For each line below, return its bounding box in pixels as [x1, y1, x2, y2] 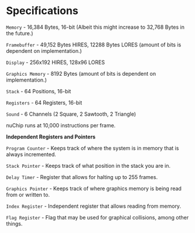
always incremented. [6, 151, 57, 158]
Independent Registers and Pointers [6, 133, 95, 140]
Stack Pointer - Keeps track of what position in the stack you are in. [6, 162, 171, 169]
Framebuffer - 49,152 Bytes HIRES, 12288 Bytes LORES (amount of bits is [6, 41, 182, 48]
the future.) [6, 29, 33, 36]
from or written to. [6, 191, 50, 198]
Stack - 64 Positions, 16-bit [6, 87, 71, 94]
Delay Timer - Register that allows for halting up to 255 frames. [6, 173, 158, 180]
